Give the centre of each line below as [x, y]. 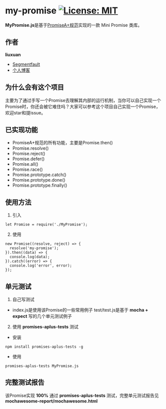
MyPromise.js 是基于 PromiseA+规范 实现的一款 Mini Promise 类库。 [74, 25]
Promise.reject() [29, 154]
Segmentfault [26, 64]
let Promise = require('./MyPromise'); [46, 225]
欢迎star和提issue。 [25, 112]
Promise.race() [28, 170]
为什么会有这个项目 [35, 87]
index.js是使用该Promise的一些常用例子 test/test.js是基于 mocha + [80, 310]
